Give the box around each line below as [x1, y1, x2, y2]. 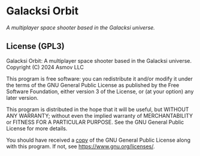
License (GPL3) [6, 41, 65, 51]
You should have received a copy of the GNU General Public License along [6, 136, 190, 143]
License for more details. [6, 124, 68, 132]
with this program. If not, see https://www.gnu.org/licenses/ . [6, 142, 155, 150]
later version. [6, 94, 39, 101]
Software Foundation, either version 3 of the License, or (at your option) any [6, 88, 194, 95]
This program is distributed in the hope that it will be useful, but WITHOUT [6, 106, 189, 113]
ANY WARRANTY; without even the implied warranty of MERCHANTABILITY [6, 112, 193, 119]
